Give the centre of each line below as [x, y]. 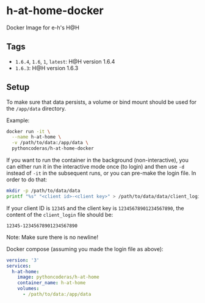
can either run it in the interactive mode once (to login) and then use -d [95, 167]
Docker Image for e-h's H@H [43, 27]
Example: [18, 120]
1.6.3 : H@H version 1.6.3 [47, 68]
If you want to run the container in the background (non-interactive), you [98, 160]
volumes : [28, 289]
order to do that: [27, 180]
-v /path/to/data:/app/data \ [50, 143]
